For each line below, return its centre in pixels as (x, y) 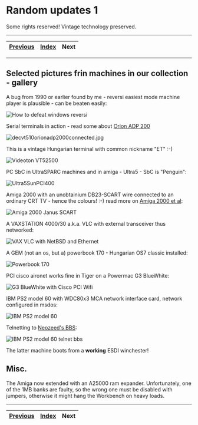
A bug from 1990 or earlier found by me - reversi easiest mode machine (93, 97)
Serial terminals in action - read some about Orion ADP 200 (78, 126)
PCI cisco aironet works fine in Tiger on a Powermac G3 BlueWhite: (88, 275)
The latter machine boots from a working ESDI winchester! (77, 350)
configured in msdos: (32, 305)
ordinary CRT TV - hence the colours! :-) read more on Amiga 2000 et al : (95, 200)
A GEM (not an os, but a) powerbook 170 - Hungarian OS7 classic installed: (97, 253)
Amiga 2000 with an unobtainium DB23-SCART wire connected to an (90, 195)
